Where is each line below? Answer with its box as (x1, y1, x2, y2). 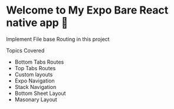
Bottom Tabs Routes (14, 58, 64, 65)
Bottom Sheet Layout (14, 90, 66, 97)
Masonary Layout (14, 95, 57, 103)
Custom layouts (14, 71, 53, 78)
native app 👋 (6, 16, 68, 29)
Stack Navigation (14, 83, 57, 90)
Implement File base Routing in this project (6, 35, 110, 42)
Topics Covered (6, 47, 45, 54)
